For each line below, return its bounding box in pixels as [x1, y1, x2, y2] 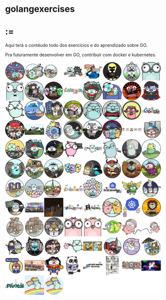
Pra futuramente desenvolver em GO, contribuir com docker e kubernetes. [5, 52, 157, 58]
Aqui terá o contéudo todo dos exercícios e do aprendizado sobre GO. [5, 42, 148, 48]
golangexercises [5, 3, 75, 15]
